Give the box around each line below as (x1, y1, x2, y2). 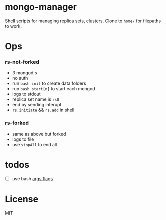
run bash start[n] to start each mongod (12, 86, 96, 92)
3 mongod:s (12, 70, 37, 76)
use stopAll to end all (12, 141, 57, 147)
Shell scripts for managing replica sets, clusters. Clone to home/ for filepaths (5, 18, 161, 24)
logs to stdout (12, 91, 41, 97)
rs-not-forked (5, 59, 40, 66)
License (5, 193, 39, 205)
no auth (12, 75, 28, 81)
